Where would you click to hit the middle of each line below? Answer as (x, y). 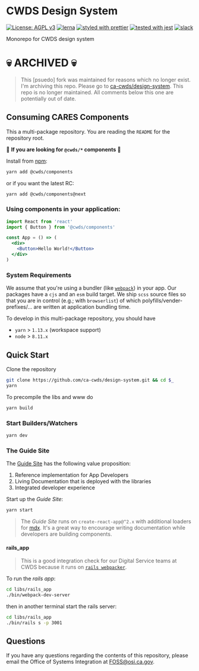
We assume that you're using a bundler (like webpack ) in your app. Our (91, 288)
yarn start (20, 510)
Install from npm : (27, 161)
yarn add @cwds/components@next (46, 194)
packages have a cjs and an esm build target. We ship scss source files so (96, 295)
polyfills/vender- (162, 300)
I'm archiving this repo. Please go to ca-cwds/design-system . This (102, 86)
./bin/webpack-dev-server (38, 595)
